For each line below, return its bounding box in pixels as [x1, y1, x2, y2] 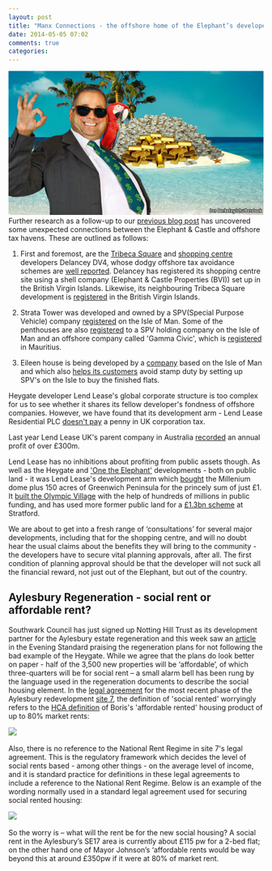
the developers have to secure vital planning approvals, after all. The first [8, 550, 253, 560]
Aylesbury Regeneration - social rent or [8, 590, 211, 604]
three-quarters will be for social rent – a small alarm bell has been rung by [8, 667, 255, 677]
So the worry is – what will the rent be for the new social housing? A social [8, 827, 257, 837]
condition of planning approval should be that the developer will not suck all [8, 558, 261, 568]
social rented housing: [8, 795, 83, 804]
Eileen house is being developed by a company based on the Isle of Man [19, 358, 263, 367]
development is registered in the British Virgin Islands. [19, 292, 201, 302]
